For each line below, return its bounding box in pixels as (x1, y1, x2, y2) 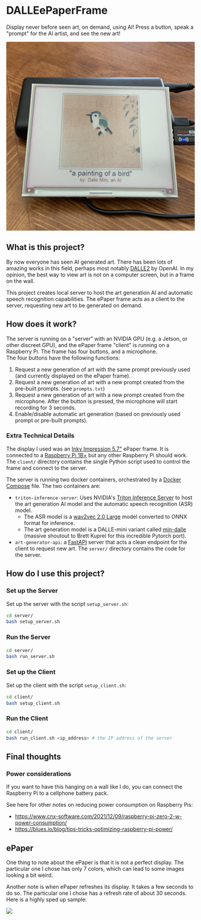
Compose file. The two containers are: (6, 482, 100, 489)
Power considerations (6, 770, 72, 778)
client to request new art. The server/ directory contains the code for (14, 545, 186, 552)
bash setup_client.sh (6, 700, 60, 706)
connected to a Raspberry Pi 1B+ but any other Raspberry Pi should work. (6, 451, 188, 459)
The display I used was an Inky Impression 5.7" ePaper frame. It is (6, 445, 169, 453)
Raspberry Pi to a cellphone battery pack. (6, 789, 109, 797)
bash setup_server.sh (6, 619, 60, 625)
